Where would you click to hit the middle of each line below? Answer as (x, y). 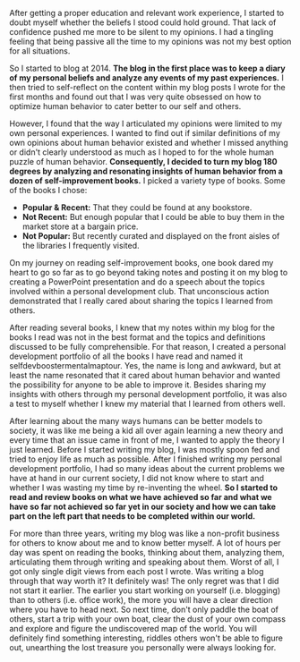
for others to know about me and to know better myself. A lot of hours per (145, 543)
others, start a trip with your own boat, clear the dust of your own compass (148, 619)
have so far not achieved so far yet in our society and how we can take (142, 506)
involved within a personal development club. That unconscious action (139, 291)
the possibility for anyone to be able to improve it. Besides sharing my (138, 385)
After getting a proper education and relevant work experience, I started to (147, 13)
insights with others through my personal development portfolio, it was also (148, 394)
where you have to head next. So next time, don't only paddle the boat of (144, 609)
